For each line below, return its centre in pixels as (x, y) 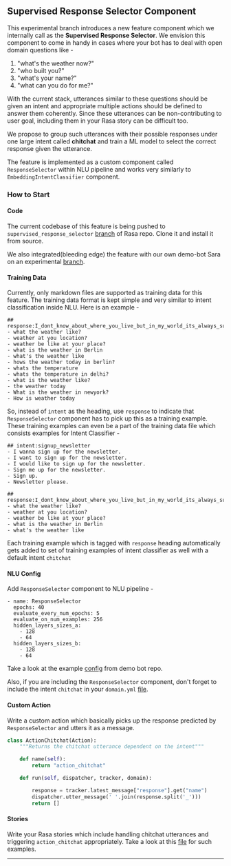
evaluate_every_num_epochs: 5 (56, 614)
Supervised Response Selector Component (102, 11)
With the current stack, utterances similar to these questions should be (108, 99)
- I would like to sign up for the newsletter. (77, 464)
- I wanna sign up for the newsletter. (64, 452)
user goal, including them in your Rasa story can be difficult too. (98, 121)
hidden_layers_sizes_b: (47, 644)
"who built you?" (41, 70)
